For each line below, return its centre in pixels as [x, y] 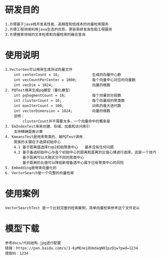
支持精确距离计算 [28, 131]
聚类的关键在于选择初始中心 [37, 142]
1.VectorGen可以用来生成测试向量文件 [39, 69]
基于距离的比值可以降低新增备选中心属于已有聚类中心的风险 [73, 163]
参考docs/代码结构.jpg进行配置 [33, 243]
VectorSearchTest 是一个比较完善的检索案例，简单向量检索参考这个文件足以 [72, 208]
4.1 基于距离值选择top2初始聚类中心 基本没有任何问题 [64, 147]
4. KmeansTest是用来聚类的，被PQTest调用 [44, 137]
